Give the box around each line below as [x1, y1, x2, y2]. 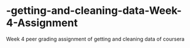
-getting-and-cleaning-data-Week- [6, 4, 182, 17]
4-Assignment [6, 16, 78, 29]
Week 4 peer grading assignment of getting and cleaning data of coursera [6, 35, 185, 42]
